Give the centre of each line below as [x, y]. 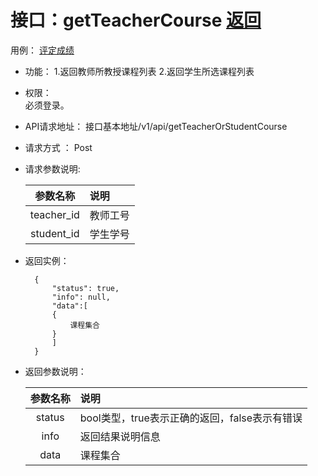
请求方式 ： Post [58, 147]
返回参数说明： [55, 371]
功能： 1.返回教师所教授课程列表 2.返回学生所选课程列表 [139, 71]
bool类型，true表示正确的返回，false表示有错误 [191, 418]
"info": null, [81, 297]
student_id [55, 233]
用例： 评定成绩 [42, 50]
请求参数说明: [52, 168]
